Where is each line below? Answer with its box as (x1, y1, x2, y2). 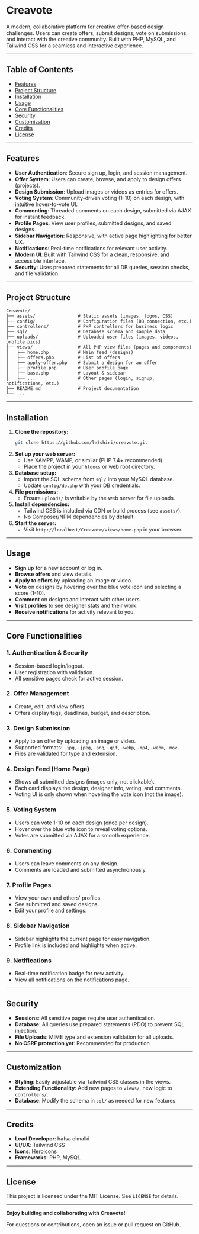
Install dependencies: (14, 501, 70, 508)
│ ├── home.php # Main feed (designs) (6, 350, 134, 356)
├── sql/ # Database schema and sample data (6, 329, 166, 335)
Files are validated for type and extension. (14, 750, 117, 758)
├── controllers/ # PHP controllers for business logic (6, 324, 174, 330)
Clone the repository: (14, 428, 69, 436)
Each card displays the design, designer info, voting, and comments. (14, 785, 182, 792)
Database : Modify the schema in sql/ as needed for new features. (14, 1097, 178, 1104)
